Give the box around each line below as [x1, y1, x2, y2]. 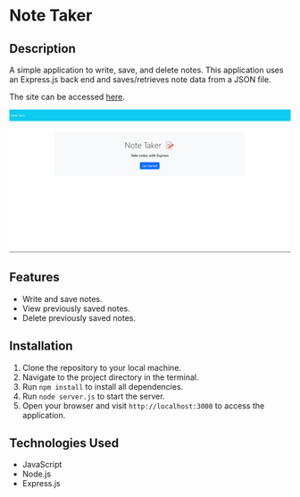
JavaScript [21, 459, 62, 470]
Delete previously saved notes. [21, 312, 137, 323]
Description [9, 41, 76, 56]
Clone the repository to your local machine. [21, 362, 181, 373]
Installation [9, 339, 73, 354]
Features [9, 270, 60, 285]
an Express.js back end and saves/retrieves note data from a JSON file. [9, 74, 272, 85]
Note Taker [9, 5, 93, 26]
